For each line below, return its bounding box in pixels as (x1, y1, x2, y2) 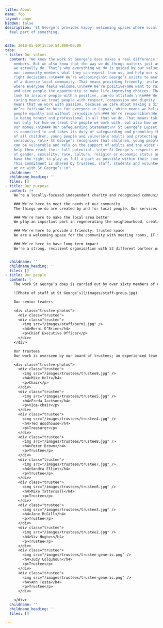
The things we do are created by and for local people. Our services (14, 206, 158, 211)
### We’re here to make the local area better (14, 215, 110, 220)
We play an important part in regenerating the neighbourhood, (14, 219, 145, 224)
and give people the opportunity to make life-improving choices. (14, 88, 151, 93)
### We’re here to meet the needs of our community (14, 201, 120, 206)
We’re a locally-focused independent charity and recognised (14, 193, 140, 197)
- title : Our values (5, 52, 47, 57)
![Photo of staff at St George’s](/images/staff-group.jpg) (14, 291, 138, 295)
